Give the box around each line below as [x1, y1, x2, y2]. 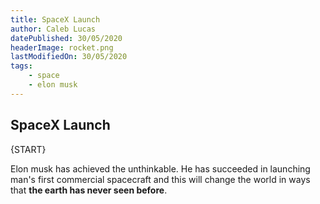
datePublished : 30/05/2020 [10, 33, 123, 43]
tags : [10, 61, 33, 71]
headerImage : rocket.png [10, 42, 114, 53]
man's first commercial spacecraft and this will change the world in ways [10, 173, 311, 185]
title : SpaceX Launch [10, 14, 101, 25]
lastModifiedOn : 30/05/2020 [10, 52, 128, 62]
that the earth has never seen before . [10, 184, 168, 196]
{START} [10, 143, 47, 155]
